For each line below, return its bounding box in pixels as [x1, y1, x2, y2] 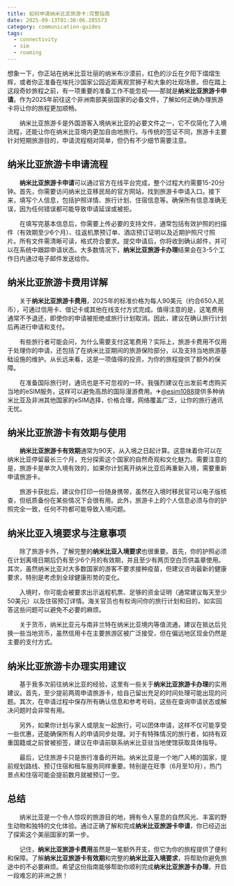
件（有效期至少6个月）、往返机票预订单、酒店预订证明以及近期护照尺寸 [7, 228, 210, 236]
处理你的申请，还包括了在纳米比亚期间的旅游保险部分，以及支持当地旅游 [13, 346, 221, 354]
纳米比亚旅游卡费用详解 [7, 277, 108, 289]
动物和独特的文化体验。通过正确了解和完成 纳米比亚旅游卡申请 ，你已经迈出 [13, 821, 227, 830]
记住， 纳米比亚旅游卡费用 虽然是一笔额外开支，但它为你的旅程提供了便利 [19, 845, 227, 853]
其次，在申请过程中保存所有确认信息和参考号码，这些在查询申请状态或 [19, 697, 221, 705]
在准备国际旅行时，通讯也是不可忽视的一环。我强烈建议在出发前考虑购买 [19, 378, 227, 387]
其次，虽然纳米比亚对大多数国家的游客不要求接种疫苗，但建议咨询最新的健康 [7, 565, 227, 573]
